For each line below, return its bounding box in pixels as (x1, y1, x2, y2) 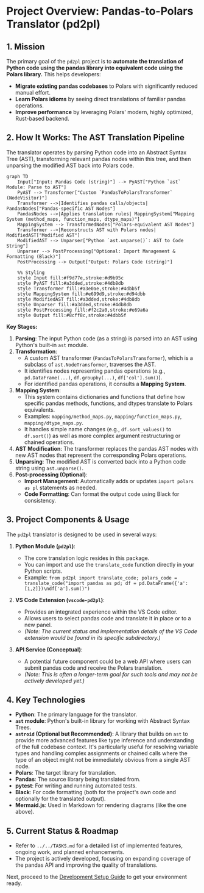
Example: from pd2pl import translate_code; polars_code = (24, 573, 178, 581)
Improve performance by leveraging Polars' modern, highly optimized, (15, 109, 193, 115)
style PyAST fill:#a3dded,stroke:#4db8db (17, 280, 124, 286)
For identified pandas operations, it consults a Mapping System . (24, 380, 186, 387)
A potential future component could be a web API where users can (24, 658, 192, 665)
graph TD (6, 173, 29, 179)
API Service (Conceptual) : (15, 645, 83, 653)
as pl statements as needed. (24, 484, 97, 491)
